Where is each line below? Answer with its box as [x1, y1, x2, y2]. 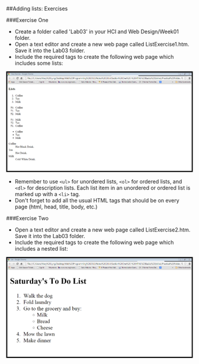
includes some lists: [14, 59, 63, 67]
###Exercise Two [6, 215, 49, 222]
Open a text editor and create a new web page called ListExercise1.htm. [14, 41, 190, 48]
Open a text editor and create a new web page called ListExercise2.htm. [14, 226, 191, 233]
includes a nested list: [14, 245, 68, 252]
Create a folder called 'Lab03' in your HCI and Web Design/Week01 [14, 28, 179, 35]
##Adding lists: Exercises [6, 5, 68, 12]
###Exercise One [6, 17, 49, 23]
